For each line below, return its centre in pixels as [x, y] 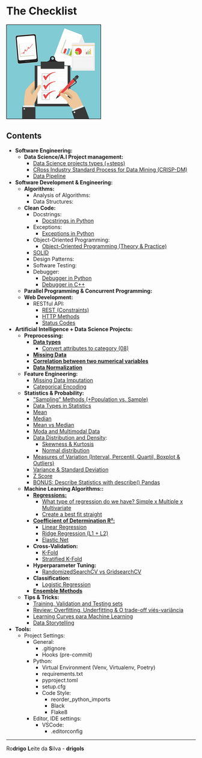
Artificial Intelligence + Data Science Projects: [74, 329]
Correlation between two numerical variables [90, 361]
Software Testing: [55, 265]
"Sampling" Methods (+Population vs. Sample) [90, 399]
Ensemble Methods [58, 590]
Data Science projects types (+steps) [79, 163]
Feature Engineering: [51, 374]
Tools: [23, 629]
